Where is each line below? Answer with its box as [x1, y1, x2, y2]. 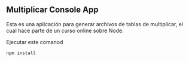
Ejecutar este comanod [6, 38, 63, 45]
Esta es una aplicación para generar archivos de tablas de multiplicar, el [6, 20, 184, 27]
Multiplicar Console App [6, 5, 99, 15]
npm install [6, 50, 36, 56]
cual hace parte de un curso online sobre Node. [6, 27, 124, 34]
